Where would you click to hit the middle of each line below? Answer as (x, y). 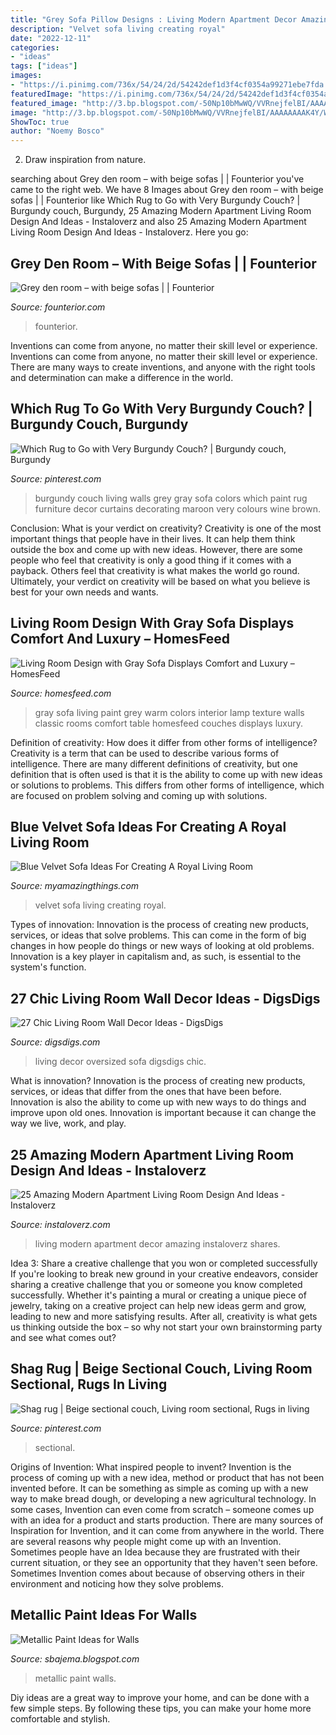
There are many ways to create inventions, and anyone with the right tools (163, 367)
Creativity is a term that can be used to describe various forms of (145, 753)
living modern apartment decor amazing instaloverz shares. (157, 1244)
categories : (35, 47)
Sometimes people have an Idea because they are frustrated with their (155, 1552)
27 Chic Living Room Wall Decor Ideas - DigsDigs (165, 998)
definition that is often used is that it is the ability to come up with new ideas (166, 774)
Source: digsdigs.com (55, 1042)
